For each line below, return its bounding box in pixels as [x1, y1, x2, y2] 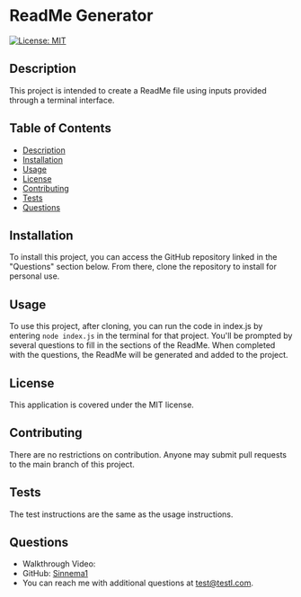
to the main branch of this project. [9, 459, 135, 469]
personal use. [9, 271, 60, 281]
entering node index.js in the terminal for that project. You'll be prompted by [9, 330, 293, 342]
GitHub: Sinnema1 [22, 568, 88, 579]
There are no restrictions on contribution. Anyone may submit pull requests [9, 449, 288, 459]
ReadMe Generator [9, 5, 154, 26]
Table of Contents [9, 120, 112, 136]
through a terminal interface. [9, 94, 115, 105]
